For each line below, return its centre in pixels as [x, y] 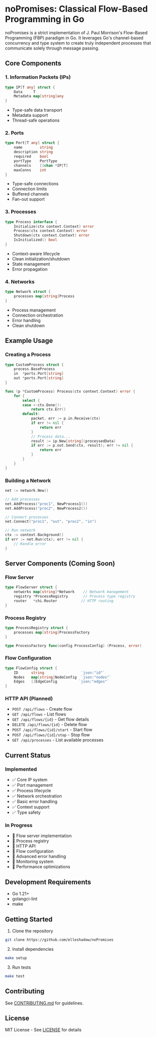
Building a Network [28, 480]
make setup [16, 958]
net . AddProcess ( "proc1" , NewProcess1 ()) [47, 504]
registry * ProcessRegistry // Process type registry [75, 597]
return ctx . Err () [48, 409]
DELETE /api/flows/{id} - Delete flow [49, 725]
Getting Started [29, 919]
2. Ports [15, 133]
